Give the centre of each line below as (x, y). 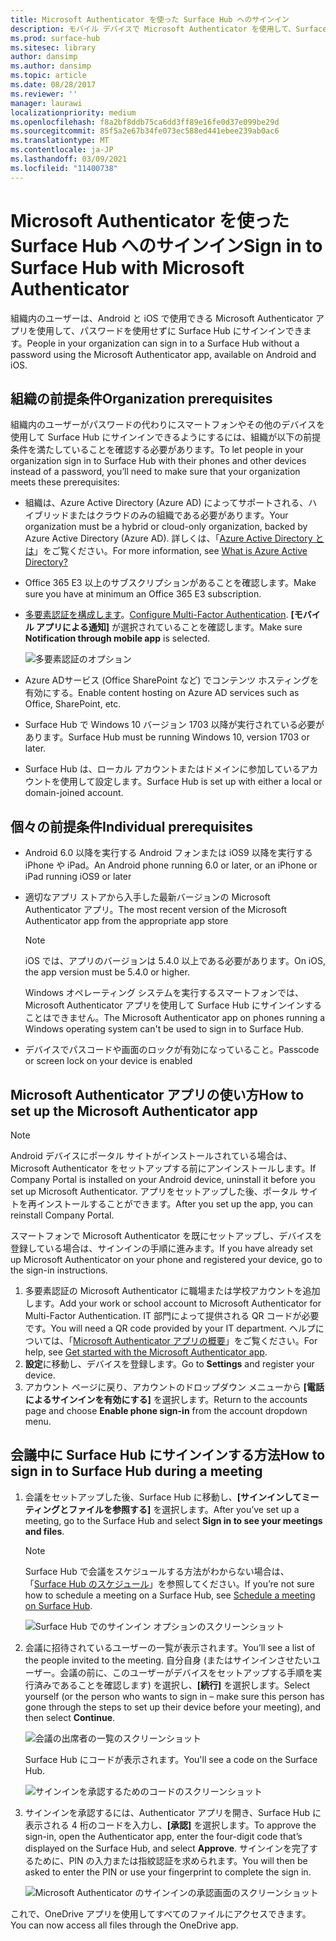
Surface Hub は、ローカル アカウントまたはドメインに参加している (163, 769)
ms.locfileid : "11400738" (64, 168)
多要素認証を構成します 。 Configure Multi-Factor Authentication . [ (159, 615)
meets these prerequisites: (65, 482)
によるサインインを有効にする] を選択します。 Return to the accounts (166, 1399)
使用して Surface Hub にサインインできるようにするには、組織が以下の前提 (166, 437)
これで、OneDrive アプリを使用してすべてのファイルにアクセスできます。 (161, 1913)
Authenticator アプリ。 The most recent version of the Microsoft (156, 910)
